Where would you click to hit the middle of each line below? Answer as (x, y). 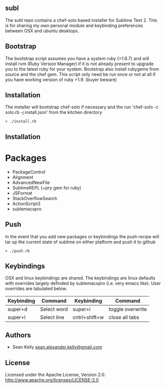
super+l (17, 317)
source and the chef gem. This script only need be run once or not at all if (81, 74)
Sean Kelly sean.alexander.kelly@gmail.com (57, 347)
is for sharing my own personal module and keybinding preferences (74, 25)
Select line (52, 317)
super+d (18, 309)
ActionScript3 (26, 203)
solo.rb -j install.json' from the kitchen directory (54, 112)
